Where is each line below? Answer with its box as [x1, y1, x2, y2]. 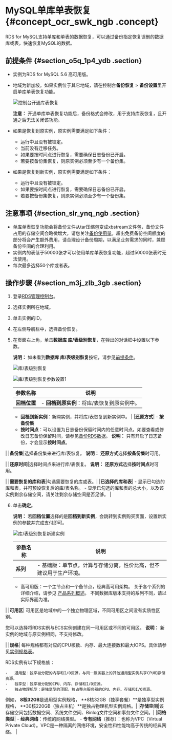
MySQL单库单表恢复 [5, 5, 91, 16]
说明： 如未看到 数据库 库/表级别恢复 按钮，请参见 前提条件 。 [12, 354, 138, 360]
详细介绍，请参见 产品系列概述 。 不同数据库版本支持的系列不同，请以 [20, 590, 167, 596]
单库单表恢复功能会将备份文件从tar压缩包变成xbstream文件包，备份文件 [12, 224, 164, 230]
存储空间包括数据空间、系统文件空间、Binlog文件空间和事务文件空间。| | [5, 710, 158, 716]
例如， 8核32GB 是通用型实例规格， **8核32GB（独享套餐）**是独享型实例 [5, 697, 165, 703]
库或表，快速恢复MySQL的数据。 [5, 40, 75, 46]
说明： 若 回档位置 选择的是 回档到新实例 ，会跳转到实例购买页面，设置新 [12, 513, 162, 520]
